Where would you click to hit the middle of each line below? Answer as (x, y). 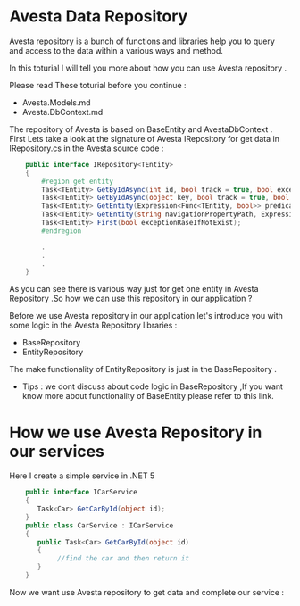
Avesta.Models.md (56, 102)
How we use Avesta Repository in (136, 432)
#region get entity (78, 181)
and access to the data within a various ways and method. (116, 50)
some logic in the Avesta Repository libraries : (93, 325)
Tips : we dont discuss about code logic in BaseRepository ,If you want (153, 386)
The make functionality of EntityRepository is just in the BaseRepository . (143, 369)
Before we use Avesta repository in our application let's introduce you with (146, 316)
